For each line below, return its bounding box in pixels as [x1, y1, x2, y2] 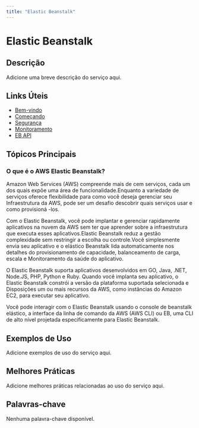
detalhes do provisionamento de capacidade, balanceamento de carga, [6, 249, 181, 256]
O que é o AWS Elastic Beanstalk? [6, 167, 105, 175]
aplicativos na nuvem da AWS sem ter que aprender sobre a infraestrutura [6, 224, 188, 231]
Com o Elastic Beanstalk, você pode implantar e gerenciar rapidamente [6, 218, 180, 225]
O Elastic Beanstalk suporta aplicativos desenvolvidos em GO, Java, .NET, [6, 267, 187, 274]
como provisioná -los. [6, 206, 59, 213]
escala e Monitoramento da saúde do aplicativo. [6, 255, 124, 262]
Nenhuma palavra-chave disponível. [6, 415, 95, 422]
